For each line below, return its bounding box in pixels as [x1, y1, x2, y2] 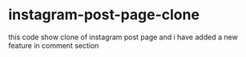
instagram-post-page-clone [8, 6, 200, 24]
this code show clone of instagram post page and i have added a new [8, 32, 238, 42]
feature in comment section [8, 40, 99, 50]
